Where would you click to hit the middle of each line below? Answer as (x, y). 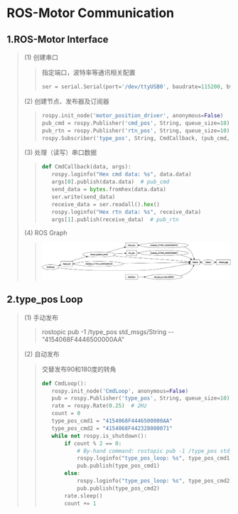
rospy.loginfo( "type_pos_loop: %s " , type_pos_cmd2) (155, 481)
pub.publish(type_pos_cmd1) (119, 466)
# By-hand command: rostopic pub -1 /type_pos (147, 451)
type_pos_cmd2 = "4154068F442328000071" (112, 428)
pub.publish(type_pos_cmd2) (119, 488)
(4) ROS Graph (46, 233)
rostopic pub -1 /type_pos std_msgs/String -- (108, 331)
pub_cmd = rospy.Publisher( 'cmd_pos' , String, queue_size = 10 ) (136, 123)
